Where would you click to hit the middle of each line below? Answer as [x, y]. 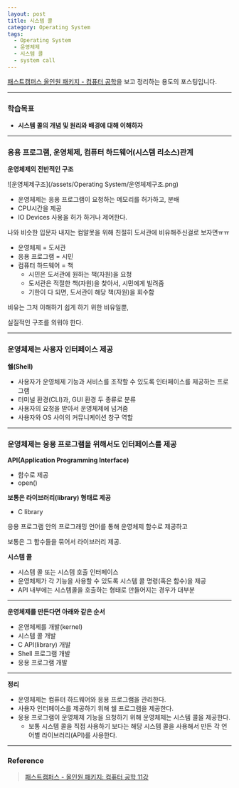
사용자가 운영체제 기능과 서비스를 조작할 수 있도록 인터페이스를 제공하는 [116, 382]
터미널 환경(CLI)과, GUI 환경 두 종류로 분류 [77, 399]
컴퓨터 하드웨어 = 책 [45, 265]
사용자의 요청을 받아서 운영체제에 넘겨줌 [73, 408]
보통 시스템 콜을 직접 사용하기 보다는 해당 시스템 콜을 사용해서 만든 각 [124, 726]
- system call [34, 61]
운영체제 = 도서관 [42, 247]
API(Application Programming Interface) [68, 460]
